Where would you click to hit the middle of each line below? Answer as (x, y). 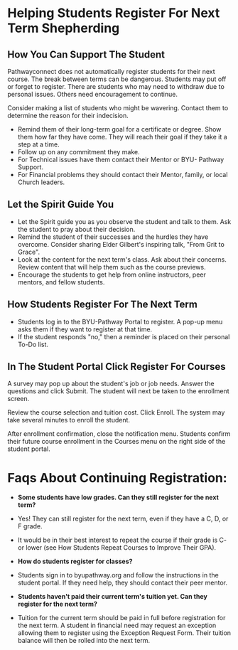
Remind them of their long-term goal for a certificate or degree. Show (119, 129)
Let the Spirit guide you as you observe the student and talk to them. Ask (124, 221)
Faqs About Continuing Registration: (117, 478)
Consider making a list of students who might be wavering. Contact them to (118, 108)
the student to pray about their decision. (76, 229)
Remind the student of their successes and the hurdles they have (113, 237)
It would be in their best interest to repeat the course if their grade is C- (122, 540)
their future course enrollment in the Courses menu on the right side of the (117, 442)
